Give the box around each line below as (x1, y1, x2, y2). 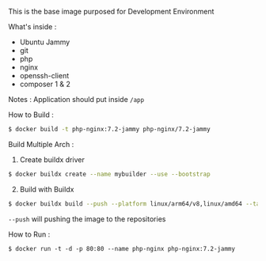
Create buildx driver (19, 154, 85, 165)
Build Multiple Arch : (8, 139, 74, 149)
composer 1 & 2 (19, 79, 71, 89)
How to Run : (8, 229, 51, 239)
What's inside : (8, 22, 57, 31)
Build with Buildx (19, 184, 74, 194)
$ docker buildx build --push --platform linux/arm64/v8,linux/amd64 (8, 199, 243, 208)
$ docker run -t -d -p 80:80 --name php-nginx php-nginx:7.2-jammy (8, 244, 236, 252)
